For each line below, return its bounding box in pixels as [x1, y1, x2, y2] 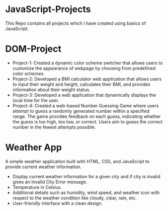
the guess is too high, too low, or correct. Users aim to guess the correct [12, 118, 163, 124]
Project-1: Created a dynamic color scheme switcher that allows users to [12, 59, 163, 66]
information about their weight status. [12, 87, 91, 93]
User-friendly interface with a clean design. [12, 200, 103, 206]
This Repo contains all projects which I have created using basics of [5, 20, 146, 26]
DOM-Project [5, 43, 62, 55]
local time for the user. [12, 97, 59, 103]
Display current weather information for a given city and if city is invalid [12, 173, 161, 179]
